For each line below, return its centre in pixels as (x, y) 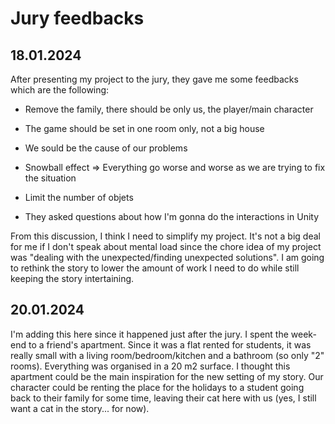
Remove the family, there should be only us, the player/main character (169, 109)
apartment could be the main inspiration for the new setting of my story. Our (167, 376)
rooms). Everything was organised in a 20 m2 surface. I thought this (150, 366)
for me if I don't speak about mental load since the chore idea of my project (166, 246)
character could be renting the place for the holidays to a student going (157, 387)
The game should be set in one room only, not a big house (144, 128)
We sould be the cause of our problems (106, 148)
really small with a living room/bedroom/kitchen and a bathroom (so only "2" (167, 355)
